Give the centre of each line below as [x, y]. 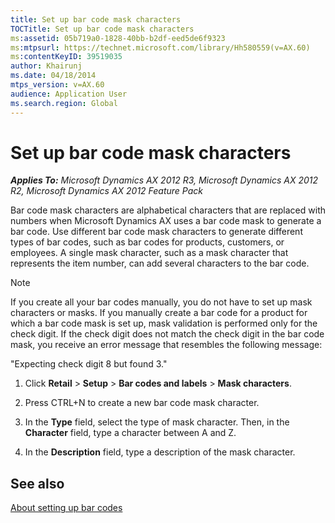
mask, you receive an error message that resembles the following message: [166, 345]
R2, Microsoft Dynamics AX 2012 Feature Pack [107, 191]
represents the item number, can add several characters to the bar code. [160, 263]
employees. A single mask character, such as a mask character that [149, 253]
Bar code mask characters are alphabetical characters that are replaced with [168, 210]
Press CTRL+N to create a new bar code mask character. [142, 403]
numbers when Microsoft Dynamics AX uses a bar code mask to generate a [166, 221]
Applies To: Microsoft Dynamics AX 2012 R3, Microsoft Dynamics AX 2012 [164, 180]
